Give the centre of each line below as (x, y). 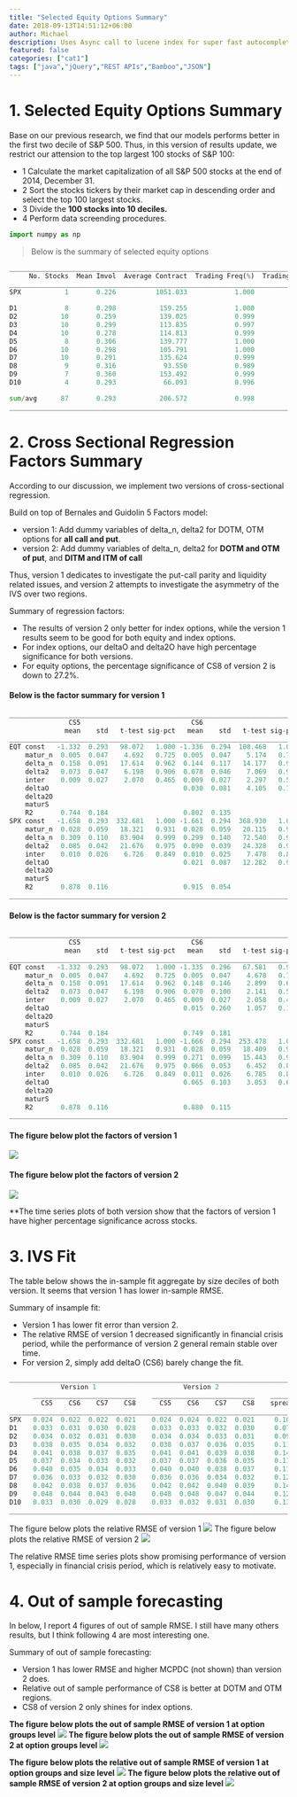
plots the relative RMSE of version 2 (74, 1539)
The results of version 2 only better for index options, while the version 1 (153, 628)
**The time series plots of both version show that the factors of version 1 (143, 1211)
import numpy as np (45, 234)
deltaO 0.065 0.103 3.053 (146, 1082)
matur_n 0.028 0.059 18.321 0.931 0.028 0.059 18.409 (146, 1050)
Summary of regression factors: (67, 611)
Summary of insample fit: (55, 1307)
